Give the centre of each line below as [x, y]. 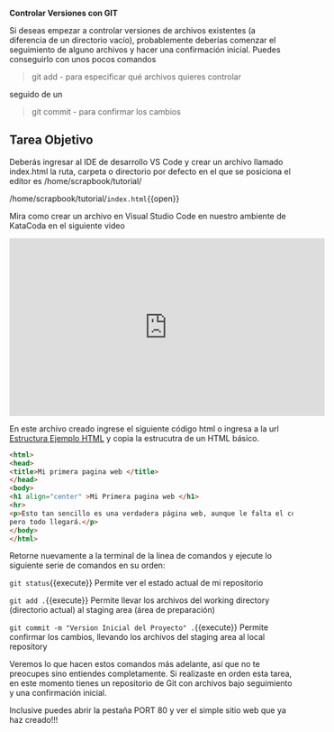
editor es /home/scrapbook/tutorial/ [76, 181]
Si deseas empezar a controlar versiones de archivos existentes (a [133, 30]
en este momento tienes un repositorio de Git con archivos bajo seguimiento [151, 683]
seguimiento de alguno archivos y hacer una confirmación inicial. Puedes [145, 50]
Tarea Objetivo [51, 140]
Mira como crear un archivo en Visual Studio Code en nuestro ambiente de [148, 216]
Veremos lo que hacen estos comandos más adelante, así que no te [135, 664]
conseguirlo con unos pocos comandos [83, 59]
